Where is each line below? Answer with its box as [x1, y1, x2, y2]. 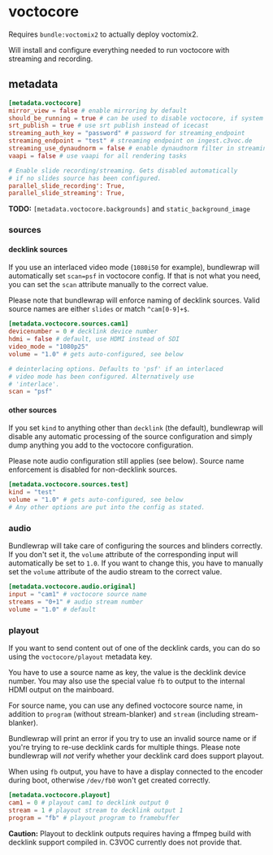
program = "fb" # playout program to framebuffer [8, 814, 180, 822]
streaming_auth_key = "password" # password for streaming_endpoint [8, 129, 245, 137]
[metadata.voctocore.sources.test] [8, 481, 129, 489]
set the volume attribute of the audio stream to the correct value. [8, 567, 223, 577]
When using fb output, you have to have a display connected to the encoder [8, 767, 263, 777]
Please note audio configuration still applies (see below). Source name [8, 456, 245, 466]
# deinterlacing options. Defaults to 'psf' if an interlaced [8, 364, 223, 373]
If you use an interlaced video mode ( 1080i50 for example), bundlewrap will [8, 263, 260, 273]
